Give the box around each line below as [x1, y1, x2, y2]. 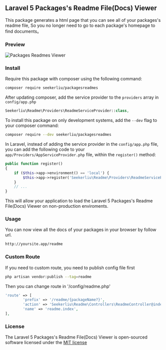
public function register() [5, 161, 63, 167]
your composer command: [5, 122, 59, 128]
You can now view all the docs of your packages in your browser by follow [5, 227, 157, 233]
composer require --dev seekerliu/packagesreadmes [5, 132, 112, 137]
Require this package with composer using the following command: [5, 76, 142, 82]
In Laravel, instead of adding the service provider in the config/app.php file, [5, 141, 159, 147]
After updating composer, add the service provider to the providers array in [5, 94, 159, 101]
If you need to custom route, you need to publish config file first [5, 265, 135, 271]
